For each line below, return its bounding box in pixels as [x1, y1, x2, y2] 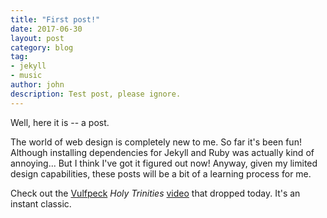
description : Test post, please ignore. [10, 89, 182, 99]
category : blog [10, 42, 74, 53]
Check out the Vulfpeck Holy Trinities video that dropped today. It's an [10, 187, 301, 199]
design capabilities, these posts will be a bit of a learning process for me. [10, 167, 312, 180]
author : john [10, 80, 65, 90]
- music [10, 71, 43, 81]
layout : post [10, 33, 65, 43]
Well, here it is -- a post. [10, 116, 110, 128]
